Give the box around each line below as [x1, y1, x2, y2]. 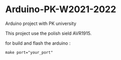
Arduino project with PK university [5, 20, 77, 26]
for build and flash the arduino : [5, 40, 71, 46]
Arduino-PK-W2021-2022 [5, 4, 116, 15]
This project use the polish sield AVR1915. [5, 30, 92, 36]
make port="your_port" [5, 50, 53, 55]
